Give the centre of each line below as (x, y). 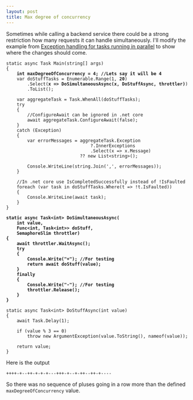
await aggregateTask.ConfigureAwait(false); (83, 120)
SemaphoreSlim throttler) (49, 233)
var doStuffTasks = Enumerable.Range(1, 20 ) (72, 79)
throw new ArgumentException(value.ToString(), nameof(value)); (108, 336)
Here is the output (28, 362)
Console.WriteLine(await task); (67, 197)
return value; (34, 346)
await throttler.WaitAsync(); (54, 244)
